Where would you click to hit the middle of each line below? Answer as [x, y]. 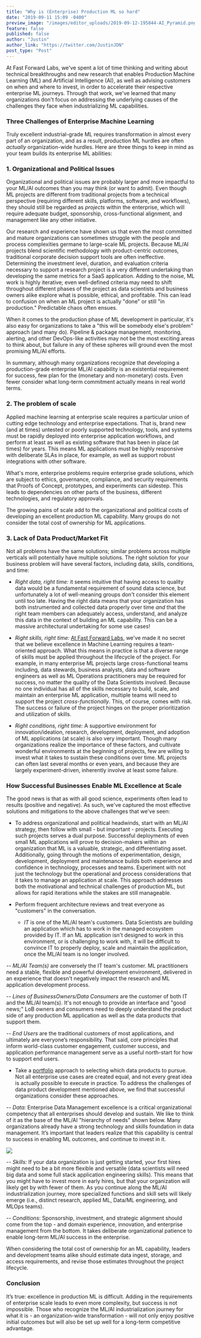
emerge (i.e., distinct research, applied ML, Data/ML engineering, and [92, 1200]
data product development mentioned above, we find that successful [100, 1090]
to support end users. [33, 1059]
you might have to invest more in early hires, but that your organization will [98, 1181]
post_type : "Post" [29, 51]
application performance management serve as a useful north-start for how [99, 1053]
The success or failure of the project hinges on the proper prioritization [102, 708]
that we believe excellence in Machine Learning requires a [86, 644]
